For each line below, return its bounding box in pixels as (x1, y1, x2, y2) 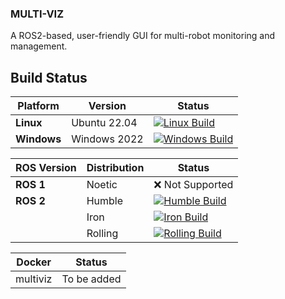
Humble (86, 194, 124, 208)
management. (10, 40, 68, 52)
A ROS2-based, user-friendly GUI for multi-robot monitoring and (10, 30, 276, 42)
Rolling (86, 227, 119, 241)
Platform (17, 99, 60, 113)
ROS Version (15, 161, 77, 175)
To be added (61, 272, 122, 286)
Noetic (86, 178, 118, 192)
